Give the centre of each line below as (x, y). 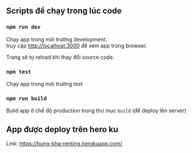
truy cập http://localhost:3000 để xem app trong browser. (77, 46)
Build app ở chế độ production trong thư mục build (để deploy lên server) (96, 111)
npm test (19, 71)
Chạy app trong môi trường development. (56, 39)
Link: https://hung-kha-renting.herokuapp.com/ (64, 144)
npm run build (26, 98)
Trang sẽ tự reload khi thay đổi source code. (60, 57)
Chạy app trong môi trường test (45, 84)
